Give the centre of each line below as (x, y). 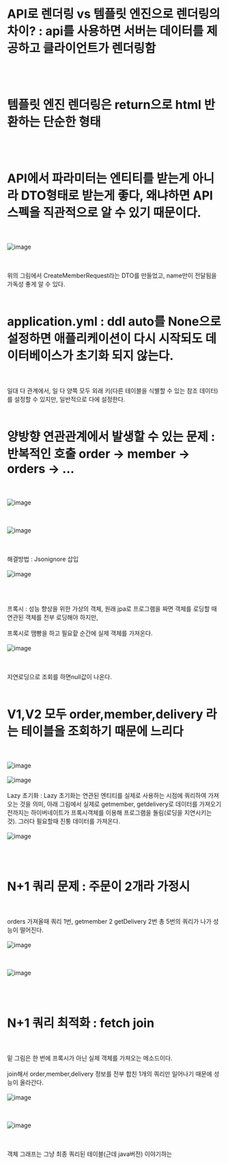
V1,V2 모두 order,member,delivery (105, 714)
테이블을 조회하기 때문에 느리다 (102, 731)
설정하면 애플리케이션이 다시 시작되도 (105, 339)
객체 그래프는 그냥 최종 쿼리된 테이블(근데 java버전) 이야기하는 (90, 1154)
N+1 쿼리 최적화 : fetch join (81, 1023)
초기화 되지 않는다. (125, 356)
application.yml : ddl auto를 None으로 (114, 321)
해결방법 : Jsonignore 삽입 (43, 559)
